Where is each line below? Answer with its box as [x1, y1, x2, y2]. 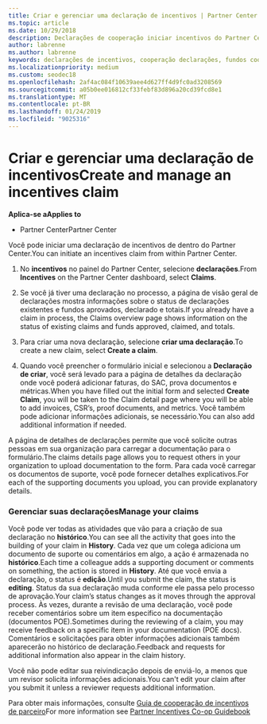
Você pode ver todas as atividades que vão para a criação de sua [8, 524, 222, 533]
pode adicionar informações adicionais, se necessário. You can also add [19, 411, 255, 421]
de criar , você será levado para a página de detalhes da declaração [19, 369, 242, 378]
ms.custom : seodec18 [8, 71, 77, 79]
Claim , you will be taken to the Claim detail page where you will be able [19, 394, 253, 404]
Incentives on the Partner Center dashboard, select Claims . [19, 272, 217, 282]
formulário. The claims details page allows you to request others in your [8, 452, 241, 462]
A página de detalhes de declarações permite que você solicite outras [8, 435, 238, 445]
